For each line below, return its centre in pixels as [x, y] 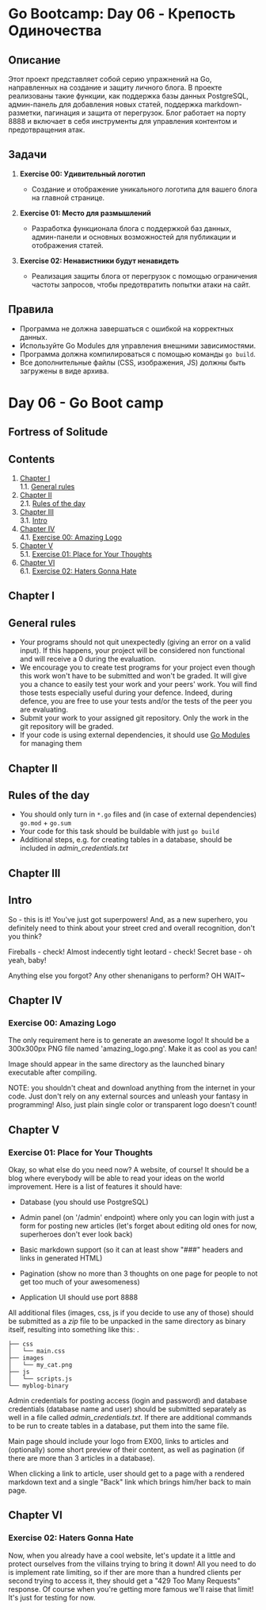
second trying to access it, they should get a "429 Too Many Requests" [124, 1581]
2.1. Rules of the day [52, 504]
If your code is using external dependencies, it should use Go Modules [135, 735]
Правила [31, 309]
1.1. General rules [47, 487]
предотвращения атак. [47, 129]
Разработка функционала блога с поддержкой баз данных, [131, 228]
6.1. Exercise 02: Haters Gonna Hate [78, 571]
